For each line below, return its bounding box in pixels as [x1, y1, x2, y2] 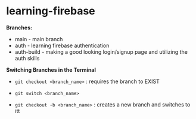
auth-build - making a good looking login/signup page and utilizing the [14, 48, 188, 55]
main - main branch [14, 35, 63, 42]
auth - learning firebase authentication [14, 42, 110, 49]
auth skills [14, 54, 40, 62]
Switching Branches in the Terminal [6, 66, 97, 73]
